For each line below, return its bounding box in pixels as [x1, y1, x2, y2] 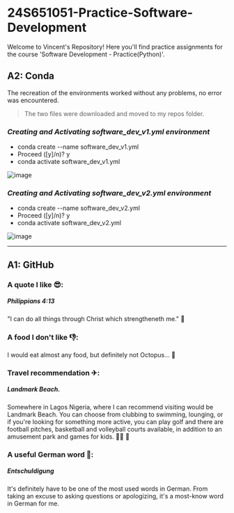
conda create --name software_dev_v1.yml [17, 142, 139, 151]
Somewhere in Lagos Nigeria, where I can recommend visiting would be [7, 402, 214, 411]
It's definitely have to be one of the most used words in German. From [7, 484, 208, 493]
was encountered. [7, 96, 59, 104]
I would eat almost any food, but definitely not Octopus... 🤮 [7, 350, 176, 359]
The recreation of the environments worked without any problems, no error [7, 88, 222, 97]
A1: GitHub [7, 259, 54, 270]
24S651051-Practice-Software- [7, 5, 194, 21]
